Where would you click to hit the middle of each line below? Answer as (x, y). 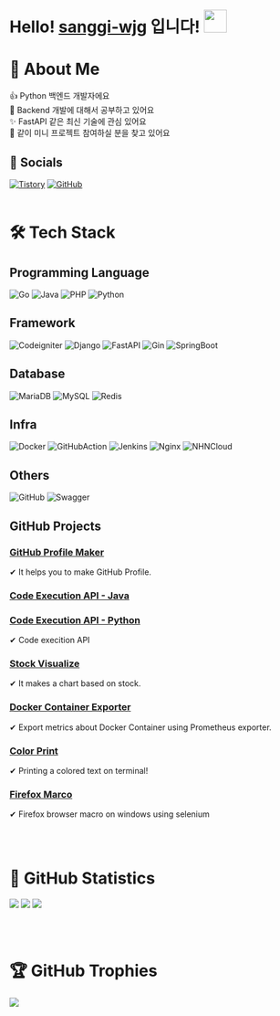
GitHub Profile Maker (57, 552)
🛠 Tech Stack (62, 233)
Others (30, 475)
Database (37, 374)
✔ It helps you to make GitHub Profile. (81, 572)
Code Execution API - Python (75, 619)
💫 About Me (55, 69)
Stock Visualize (45, 664)
